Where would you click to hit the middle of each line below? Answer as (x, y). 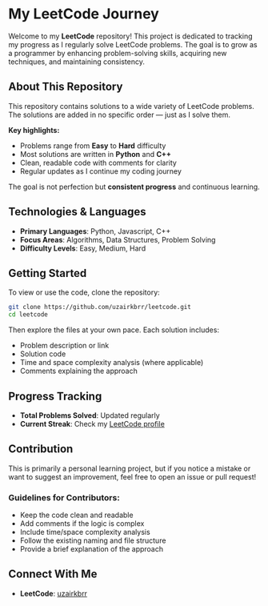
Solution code (43, 354)
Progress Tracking (55, 396)
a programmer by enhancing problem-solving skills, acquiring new (118, 53)
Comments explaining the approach (78, 371)
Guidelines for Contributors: (64, 497)
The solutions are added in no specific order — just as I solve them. (119, 114)
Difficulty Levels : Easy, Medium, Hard (83, 248)
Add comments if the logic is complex (82, 524)
